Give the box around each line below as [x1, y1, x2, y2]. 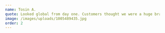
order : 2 [5, 20, 23, 26]
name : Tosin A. [5, 7, 36, 12]
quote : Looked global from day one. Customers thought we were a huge [5, 12, 153, 16]
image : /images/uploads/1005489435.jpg [5, 16, 87, 21]
